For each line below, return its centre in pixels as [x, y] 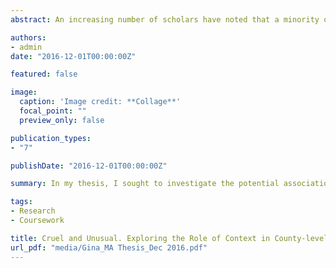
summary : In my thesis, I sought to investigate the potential [145, 184]
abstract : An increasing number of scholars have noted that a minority [165, 19]
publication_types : [51, 138]
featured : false [44, 74]
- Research [33, 211]
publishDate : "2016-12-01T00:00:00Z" [89, 166]
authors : [28, 37]
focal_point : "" [53, 111]
